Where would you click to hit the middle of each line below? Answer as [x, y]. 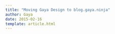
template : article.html [31, 24]
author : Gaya [19, 14]
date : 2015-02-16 [24, 19]
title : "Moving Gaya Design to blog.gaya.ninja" [58, 10]
